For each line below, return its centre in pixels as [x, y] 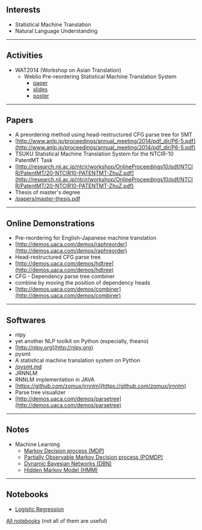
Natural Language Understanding [56, 31]
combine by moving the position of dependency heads [82, 283]
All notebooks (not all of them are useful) [57, 520]
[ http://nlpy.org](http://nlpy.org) [54, 348]
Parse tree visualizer [40, 393]
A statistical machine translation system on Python [77, 361]
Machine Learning [37, 444]
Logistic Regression [39, 509]
